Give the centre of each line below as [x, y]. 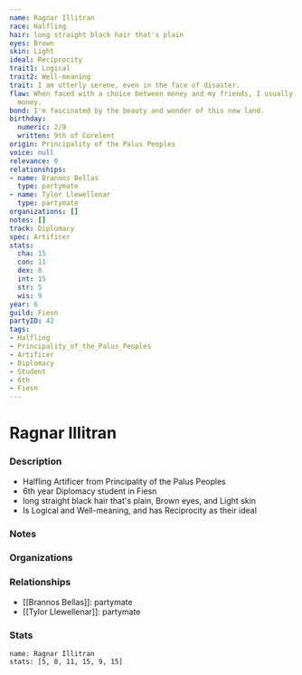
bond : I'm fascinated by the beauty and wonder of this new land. [137, 111]
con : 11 [32, 262]
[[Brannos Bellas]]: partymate [77, 602]
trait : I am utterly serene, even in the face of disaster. [125, 85]
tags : [19, 330]
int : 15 [32, 279]
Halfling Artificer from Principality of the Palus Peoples [124, 481]
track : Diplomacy [42, 228]
